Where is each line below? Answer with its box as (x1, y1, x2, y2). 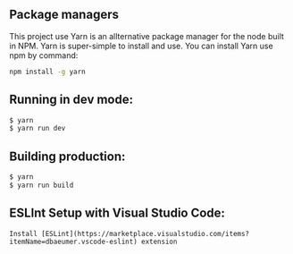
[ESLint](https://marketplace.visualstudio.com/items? (41, 229, 250, 238)
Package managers (9, 7, 119, 22)
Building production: (9, 148, 126, 164)
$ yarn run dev (9, 124, 66, 133)
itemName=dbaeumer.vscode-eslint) (9, 237, 138, 246)
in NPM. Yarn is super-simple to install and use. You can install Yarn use (9, 40, 274, 51)
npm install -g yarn (9, 67, 87, 76)
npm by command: (9, 49, 79, 61)
